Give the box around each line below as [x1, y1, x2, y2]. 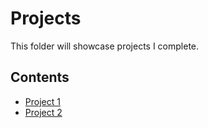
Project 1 [24, 95, 61, 107]
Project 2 [24, 106, 63, 118]
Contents [10, 69, 70, 86]
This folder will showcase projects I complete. [10, 40, 200, 52]
